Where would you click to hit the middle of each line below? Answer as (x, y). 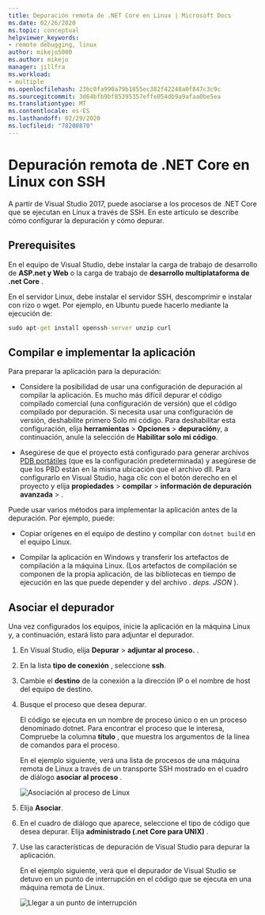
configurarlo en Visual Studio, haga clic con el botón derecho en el (128, 478)
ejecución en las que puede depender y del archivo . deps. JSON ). (129, 583)
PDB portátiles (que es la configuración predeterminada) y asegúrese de (138, 461)
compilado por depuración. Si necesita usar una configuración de (126, 412)
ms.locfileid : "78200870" (51, 126)
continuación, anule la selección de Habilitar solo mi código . (119, 437)
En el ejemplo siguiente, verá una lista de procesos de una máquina (129, 760)
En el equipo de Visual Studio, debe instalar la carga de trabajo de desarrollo (133, 264)
